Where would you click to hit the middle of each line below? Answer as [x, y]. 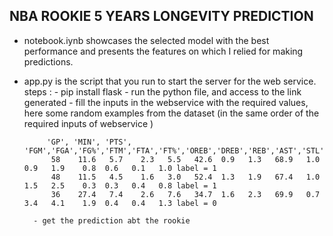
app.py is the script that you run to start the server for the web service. [170, 81]
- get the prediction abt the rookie [112, 220]
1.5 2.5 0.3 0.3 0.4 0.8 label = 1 [120, 185]
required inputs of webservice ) [88, 123]
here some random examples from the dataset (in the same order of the [171, 113]
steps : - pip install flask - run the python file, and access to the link [162, 91]
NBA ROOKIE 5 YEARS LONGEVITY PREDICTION [161, 16]
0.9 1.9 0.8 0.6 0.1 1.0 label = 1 [120, 168]
